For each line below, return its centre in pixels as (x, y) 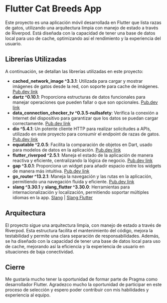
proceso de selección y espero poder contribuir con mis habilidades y (77, 290)
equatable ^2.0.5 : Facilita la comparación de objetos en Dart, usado (82, 145)
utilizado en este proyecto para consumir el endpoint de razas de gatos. (86, 134)
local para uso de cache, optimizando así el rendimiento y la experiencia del (83, 38)
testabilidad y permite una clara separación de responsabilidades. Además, (83, 236)
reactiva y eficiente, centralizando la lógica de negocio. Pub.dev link (83, 160)
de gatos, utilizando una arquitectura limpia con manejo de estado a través (82, 27)
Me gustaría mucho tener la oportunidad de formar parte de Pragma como (82, 279)
